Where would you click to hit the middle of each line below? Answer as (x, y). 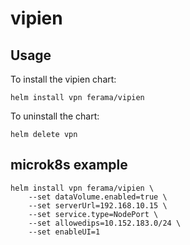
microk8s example (69, 165)
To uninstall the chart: (55, 116)
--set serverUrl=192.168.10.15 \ (98, 205)
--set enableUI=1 (64, 232)
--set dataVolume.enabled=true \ (98, 197)
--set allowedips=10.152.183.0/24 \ (105, 223)
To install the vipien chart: (63, 79)
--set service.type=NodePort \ (93, 214)
